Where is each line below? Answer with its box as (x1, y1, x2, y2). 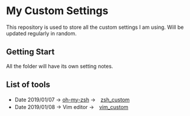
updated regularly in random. (6, 29, 77, 37)
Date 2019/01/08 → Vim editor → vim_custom (14, 103, 129, 110)
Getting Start (6, 47, 55, 57)
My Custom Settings (6, 4, 109, 18)
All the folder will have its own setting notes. (6, 62, 113, 69)
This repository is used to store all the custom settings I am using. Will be (6, 24, 184, 31)
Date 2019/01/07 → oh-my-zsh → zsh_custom (14, 96, 130, 103)
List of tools (6, 79, 50, 90)
